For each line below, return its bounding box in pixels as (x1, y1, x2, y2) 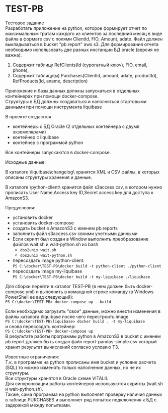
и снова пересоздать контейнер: (5, 323, 76, 329)
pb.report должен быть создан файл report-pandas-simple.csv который (5, 338, 157, 344)
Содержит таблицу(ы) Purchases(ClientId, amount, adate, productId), (12, 72, 158, 78)
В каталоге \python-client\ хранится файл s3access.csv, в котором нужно (5, 184, 162, 190)
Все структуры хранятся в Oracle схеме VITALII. (5, 375, 108, 381)
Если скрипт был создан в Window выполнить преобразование (12, 236, 149, 242)
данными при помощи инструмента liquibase (5, 104, 102, 110)
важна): (5, 52, 22, 58)
